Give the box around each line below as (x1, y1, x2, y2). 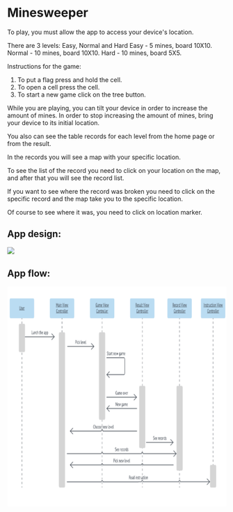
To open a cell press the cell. (17, 83, 100, 91)
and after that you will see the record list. (7, 174, 124, 182)
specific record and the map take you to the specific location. (7, 195, 183, 203)
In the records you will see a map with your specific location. (7, 153, 181, 161)
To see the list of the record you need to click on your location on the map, (7, 166, 221, 174)
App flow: (7, 267, 51, 279)
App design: (7, 228, 61, 240)
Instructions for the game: (7, 62, 81, 70)
